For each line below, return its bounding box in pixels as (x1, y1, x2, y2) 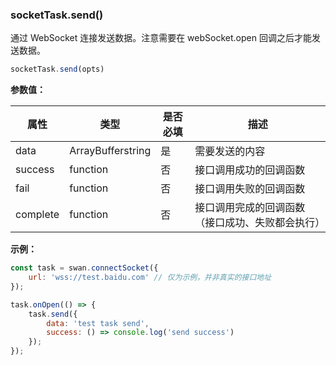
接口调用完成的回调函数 (194, 201, 306, 215)
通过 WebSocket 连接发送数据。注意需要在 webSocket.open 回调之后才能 (10, 32, 312, 44)
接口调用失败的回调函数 (194, 182, 306, 196)
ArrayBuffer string (69, 144, 152, 158)
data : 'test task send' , (46, 318, 150, 328)
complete (15, 208, 60, 222)
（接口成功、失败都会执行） (194, 216, 326, 230)
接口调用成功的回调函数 (194, 163, 306, 177)
